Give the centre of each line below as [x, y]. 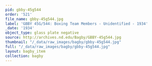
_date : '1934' [20, 28]
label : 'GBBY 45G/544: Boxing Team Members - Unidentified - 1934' [77, 24]
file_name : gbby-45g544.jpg [34, 19]
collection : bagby [24, 56]
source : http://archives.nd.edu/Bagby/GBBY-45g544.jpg [63, 38]
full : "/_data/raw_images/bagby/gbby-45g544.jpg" [58, 47]
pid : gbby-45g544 [23, 10]
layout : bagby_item [25, 51]
